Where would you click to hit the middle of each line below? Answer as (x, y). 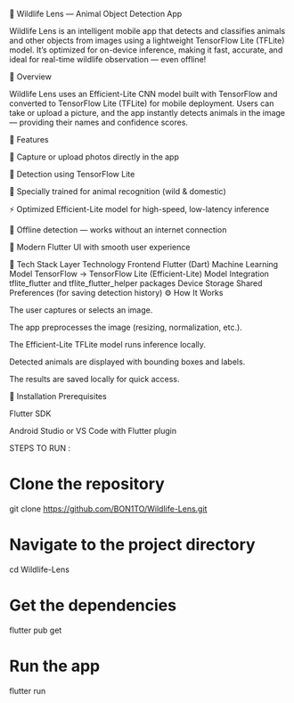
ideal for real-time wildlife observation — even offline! (108, 59)
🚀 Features (29, 139)
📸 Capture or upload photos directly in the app (94, 157)
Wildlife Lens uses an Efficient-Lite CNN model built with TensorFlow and (143, 94)
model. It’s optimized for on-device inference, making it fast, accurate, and (146, 50)
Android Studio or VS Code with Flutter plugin (93, 431)
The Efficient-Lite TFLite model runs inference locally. (108, 344)
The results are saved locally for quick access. (94, 379)
